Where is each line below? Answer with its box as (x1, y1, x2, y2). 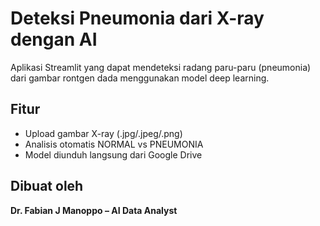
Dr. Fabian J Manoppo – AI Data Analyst (10, 204, 178, 216)
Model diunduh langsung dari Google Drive (24, 148, 203, 161)
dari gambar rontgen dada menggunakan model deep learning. (10, 72, 270, 84)
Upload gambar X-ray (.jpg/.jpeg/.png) (24, 127, 183, 139)
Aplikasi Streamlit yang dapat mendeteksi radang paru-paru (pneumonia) (10, 61, 312, 73)
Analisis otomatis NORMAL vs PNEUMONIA (24, 138, 204, 150)
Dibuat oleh (10, 178, 84, 195)
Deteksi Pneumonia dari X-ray (10, 7, 265, 30)
